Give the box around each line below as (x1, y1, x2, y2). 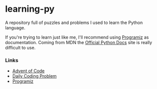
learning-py (5, 3, 55, 15)
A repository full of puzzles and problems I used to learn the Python (5, 20, 143, 25)
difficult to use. (5, 44, 36, 50)
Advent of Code (12, 68, 45, 74)
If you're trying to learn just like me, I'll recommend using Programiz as (5, 34, 149, 40)
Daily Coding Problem (12, 73, 57, 79)
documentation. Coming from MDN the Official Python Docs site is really (5, 39, 152, 45)
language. (5, 24, 26, 30)
